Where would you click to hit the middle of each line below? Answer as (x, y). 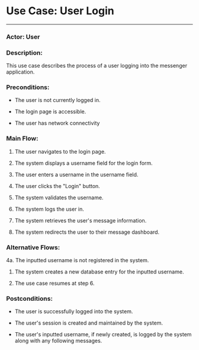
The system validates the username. (59, 198)
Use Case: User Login (60, 11)
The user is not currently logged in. (57, 100)
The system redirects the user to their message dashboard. (87, 232)
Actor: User (23, 37)
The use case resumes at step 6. (54, 284)
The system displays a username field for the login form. (84, 163)
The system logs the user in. (49, 209)
